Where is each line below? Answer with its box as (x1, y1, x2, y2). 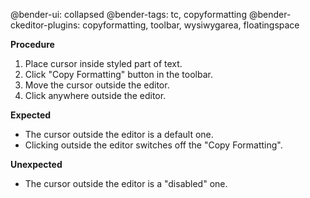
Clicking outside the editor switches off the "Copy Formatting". (24, 139, 283, 151)
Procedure (10, 39, 55, 50)
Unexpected (10, 159, 63, 170)
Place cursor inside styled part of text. (24, 58, 183, 69)
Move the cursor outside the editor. (24, 79, 170, 91)
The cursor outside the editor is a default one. (24, 129, 214, 140)
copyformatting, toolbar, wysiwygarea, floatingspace (82, 19, 300, 31)
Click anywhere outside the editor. (24, 90, 167, 101)
